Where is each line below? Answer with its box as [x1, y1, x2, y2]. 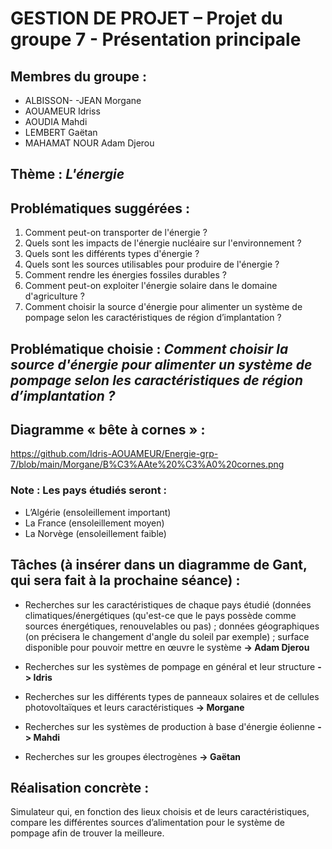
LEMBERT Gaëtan [24, 127, 98, 138]
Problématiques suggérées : [10, 200, 190, 217]
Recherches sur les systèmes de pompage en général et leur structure [24, 660, 316, 672]
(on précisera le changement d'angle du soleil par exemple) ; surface [24, 630, 310, 642]
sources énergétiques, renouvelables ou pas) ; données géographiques [24, 620, 320, 632]
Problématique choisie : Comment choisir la [10, 340, 289, 357]
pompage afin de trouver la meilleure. [10, 827, 165, 839]
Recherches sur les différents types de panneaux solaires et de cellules [24, 690, 320, 702]
